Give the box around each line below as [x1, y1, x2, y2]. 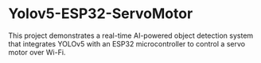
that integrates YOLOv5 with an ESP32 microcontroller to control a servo [8, 39, 245, 48]
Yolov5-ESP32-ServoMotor [8, 5, 193, 23]
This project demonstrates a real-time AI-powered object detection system [8, 31, 254, 40]
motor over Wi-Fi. [8, 47, 66, 57]
